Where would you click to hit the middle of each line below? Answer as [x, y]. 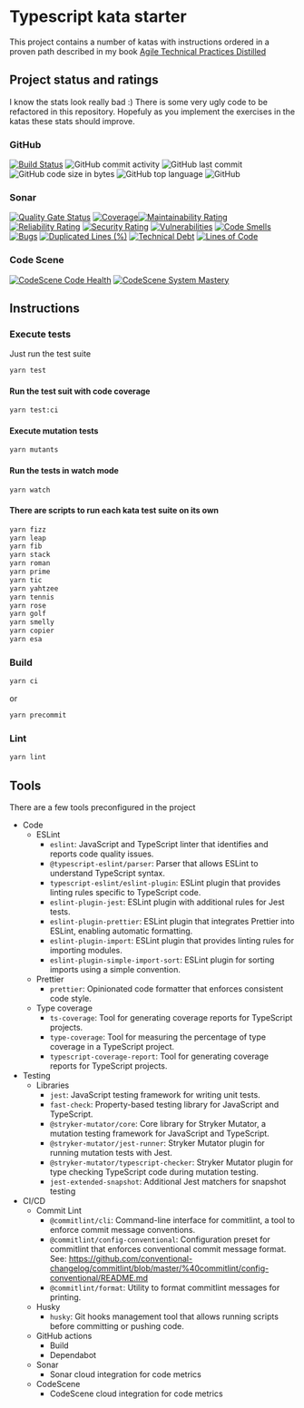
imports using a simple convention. [115, 969]
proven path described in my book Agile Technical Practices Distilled [138, 51]
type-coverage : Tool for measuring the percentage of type [157, 1037]
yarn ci [24, 681]
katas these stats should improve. [72, 121]
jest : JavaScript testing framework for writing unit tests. [155, 1094]
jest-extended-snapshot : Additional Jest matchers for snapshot [168, 1181]
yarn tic [26, 580]
